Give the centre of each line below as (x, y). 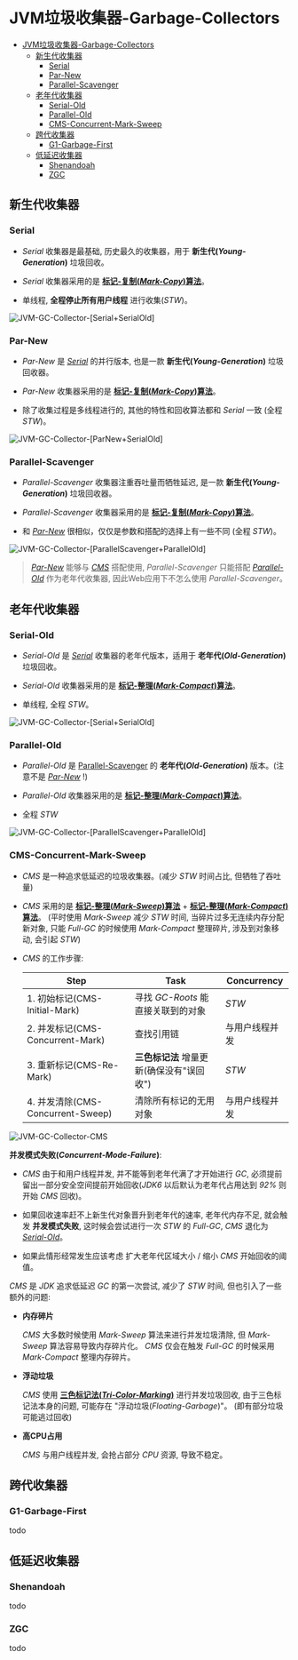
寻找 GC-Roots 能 (172, 997)
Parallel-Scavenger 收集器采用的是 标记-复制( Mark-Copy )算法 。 (140, 513)
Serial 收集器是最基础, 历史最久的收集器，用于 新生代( (120, 251)
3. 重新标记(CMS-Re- (73, 1065)
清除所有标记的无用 (175, 1100)
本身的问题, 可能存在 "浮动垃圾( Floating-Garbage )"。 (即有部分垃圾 (161, 1406)
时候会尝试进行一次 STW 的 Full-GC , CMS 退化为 (180, 1225)
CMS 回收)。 (63, 1195)
